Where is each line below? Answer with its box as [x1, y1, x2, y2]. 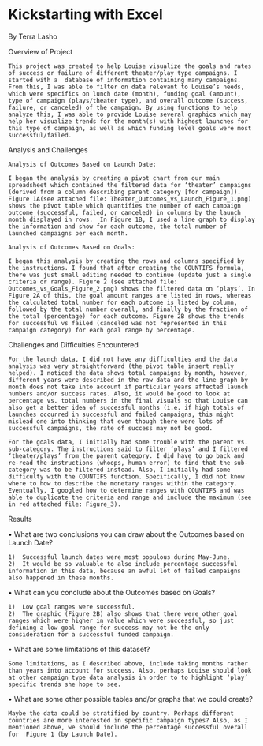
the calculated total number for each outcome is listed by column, [8, 298, 238, 306]
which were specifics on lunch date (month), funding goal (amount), [8, 89, 242, 98]
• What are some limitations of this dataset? [8, 644, 150, 654]
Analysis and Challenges [8, 144, 88, 155]
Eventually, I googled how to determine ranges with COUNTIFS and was [8, 486, 245, 494]
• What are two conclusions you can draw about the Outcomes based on [8, 529, 245, 538]
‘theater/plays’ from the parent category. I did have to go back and [8, 452, 245, 459]
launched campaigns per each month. [8, 229, 128, 238]
